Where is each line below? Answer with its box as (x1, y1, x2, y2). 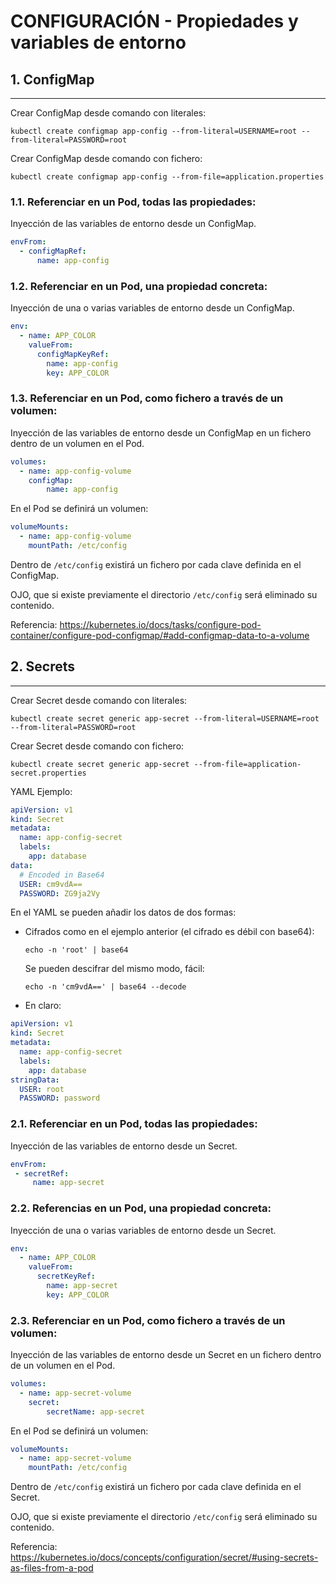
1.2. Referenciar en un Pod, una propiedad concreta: (10, 279, 268, 293)
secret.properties (10, 768, 87, 778)
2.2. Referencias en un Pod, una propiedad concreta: (10, 1201, 272, 1215)
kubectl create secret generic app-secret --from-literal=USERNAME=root (10, 713, 320, 724)
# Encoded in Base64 (19, 870, 105, 880)
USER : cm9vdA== (19, 879, 83, 889)
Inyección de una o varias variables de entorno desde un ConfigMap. (10, 302, 295, 314)
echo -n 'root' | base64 (24, 945, 129, 955)
